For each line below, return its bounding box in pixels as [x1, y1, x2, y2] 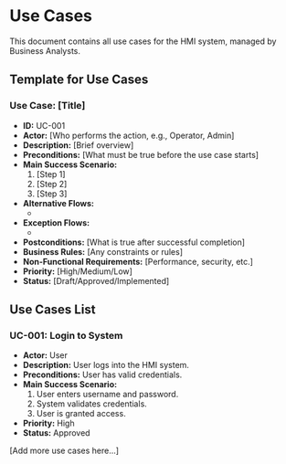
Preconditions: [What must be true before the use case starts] [22, 149, 259, 160]
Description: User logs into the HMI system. [22, 360, 190, 371]
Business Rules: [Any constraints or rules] [22, 246, 184, 257]
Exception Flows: [22, 216, 90, 228]
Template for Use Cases [9, 72, 149, 88]
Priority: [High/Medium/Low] [22, 266, 132, 277]
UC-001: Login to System [9, 329, 123, 342]
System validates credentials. [36, 398, 148, 409]
